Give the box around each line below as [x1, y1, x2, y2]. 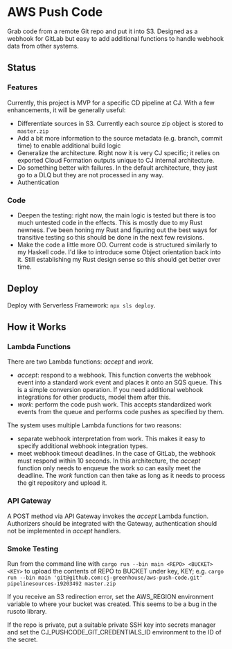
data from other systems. [7, 42, 80, 50]
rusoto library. [7, 607, 47, 616]
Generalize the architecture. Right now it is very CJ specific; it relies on [17, 148, 220, 157]
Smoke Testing [7, 544, 59, 553]
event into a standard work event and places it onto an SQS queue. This [17, 378, 222, 386]
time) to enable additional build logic [17, 141, 121, 150]
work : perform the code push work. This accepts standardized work [17, 400, 212, 409]
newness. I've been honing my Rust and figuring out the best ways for [17, 226, 217, 234]
